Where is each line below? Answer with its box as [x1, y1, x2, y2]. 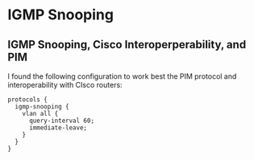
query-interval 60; [28, 117, 94, 125]
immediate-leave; [28, 124, 88, 132]
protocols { [7, 96, 48, 104]
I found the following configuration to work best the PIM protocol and [7, 72, 237, 81]
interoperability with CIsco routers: [7, 80, 123, 89]
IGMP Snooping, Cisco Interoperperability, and [7, 38, 247, 51]
